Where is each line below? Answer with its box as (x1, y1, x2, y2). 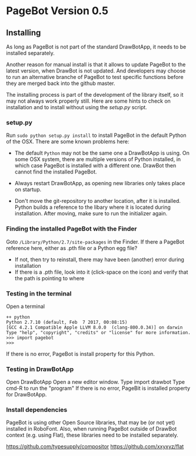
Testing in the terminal (6, 289, 72, 297)
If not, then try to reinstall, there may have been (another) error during (14, 255, 184, 263)
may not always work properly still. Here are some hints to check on (6, 97, 171, 104)
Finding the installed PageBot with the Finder (6, 225, 137, 233)
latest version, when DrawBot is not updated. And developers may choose (6, 67, 186, 74)
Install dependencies (6, 406, 68, 414)
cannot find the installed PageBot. (14, 168, 97, 175)
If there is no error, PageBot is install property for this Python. (6, 350, 155, 357)
